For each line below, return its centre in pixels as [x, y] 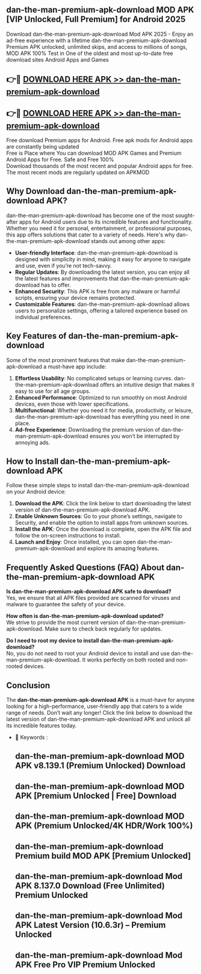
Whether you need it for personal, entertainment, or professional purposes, [99, 228]
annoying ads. [32, 442]
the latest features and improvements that [67, 278]
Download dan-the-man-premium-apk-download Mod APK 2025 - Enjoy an [100, 34]
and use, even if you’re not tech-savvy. [63, 265]
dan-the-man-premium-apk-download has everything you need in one [102, 417]
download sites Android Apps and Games [58, 59]
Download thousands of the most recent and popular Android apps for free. [100, 166]
